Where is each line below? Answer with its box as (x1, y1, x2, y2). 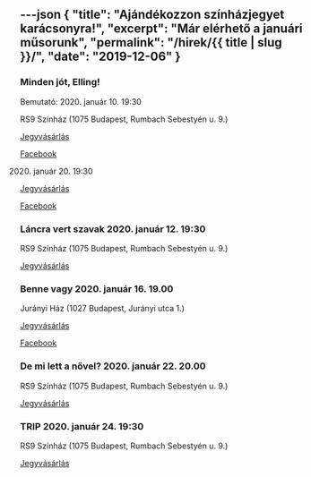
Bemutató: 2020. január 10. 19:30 (20, 96, 143, 106)
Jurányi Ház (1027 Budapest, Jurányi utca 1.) (20, 303, 186, 314)
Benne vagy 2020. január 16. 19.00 (20, 282, 174, 294)
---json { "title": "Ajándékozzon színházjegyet (20, 7, 285, 22)
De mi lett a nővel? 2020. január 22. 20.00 (20, 360, 206, 372)
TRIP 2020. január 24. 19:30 (20, 420, 144, 432)
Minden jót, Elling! (20, 76, 100, 89)
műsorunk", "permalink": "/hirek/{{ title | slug (20, 35, 282, 50)
